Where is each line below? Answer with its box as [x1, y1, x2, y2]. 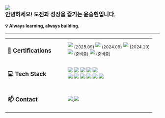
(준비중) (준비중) [74, 51, 111, 57]
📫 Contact [7, 96, 38, 104]
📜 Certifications [7, 47, 52, 55]
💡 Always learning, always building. [5, 23, 80, 29]
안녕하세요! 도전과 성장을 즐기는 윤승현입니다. [5, 11, 116, 18]
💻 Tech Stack [7, 70, 47, 78]
